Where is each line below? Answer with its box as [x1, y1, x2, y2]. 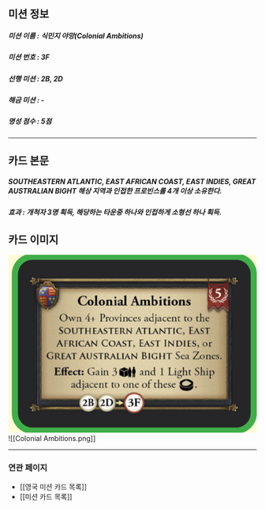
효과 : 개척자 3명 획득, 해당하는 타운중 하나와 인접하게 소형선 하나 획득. [8, 208, 222, 217]
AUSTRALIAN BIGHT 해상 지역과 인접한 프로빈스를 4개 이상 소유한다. [8, 186, 222, 195]
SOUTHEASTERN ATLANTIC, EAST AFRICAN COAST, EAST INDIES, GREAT [8, 176, 256, 186]
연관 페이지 [8, 462, 48, 473]
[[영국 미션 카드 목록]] [19, 481, 88, 492]
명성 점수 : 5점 [8, 117, 52, 126]
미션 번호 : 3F [8, 52, 50, 62]
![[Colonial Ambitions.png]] [8, 434, 96, 443]
